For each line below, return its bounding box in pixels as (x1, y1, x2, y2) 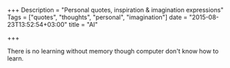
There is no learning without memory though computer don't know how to (7, 47, 219, 55)
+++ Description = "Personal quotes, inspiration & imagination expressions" (7, 6, 224, 14)
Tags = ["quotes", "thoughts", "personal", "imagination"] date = (7, 13, 188, 21)
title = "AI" (68, 21, 99, 28)
